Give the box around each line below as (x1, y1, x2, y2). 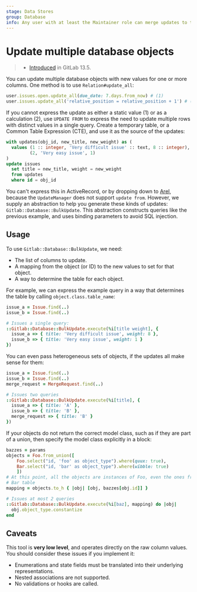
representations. (14, 568, 55, 575)
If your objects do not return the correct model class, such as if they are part (6, 429, 191, 437)
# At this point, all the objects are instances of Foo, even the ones (6, 474, 185, 481)
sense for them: (6, 359, 45, 366)
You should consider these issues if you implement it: (6, 550, 135, 557)
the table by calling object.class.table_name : (6, 292, 116, 300)
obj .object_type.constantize (11, 506, 83, 513)
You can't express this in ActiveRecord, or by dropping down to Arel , (6, 188, 171, 195)
